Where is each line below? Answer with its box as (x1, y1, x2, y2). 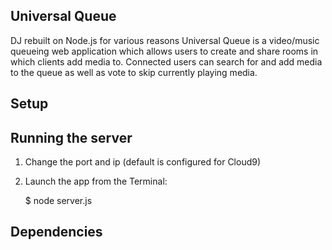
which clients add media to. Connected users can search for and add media (10, 55, 323, 68)
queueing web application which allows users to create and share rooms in (10, 45, 319, 57)
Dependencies (10, 224, 103, 241)
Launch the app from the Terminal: (24, 175, 168, 188)
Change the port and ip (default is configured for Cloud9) (24, 156, 262, 168)
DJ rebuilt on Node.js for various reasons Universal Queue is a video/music (10, 34, 320, 46)
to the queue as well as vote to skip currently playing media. (10, 66, 258, 78)
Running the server (10, 129, 133, 146)
